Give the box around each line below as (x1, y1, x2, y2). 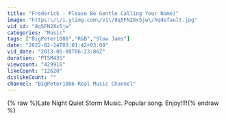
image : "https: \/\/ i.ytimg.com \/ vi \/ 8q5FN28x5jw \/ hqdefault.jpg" (7, 16, 197, 23)
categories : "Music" (7, 29, 66, 36)
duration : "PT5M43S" (7, 55, 66, 62)
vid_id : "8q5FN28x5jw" (7, 23, 72, 29)
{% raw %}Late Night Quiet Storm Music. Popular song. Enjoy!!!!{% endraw (7, 99, 219, 107)
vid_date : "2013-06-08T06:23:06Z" (7, 49, 106, 56)
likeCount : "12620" (7, 67, 63, 74)
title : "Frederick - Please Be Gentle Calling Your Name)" (7, 10, 179, 17)
